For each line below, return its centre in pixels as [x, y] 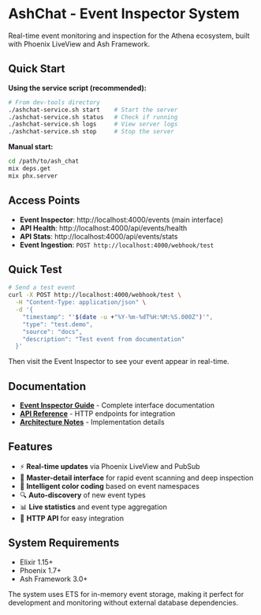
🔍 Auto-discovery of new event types [82, 495]
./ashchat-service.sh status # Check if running [93, 117]
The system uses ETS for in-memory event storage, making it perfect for [126, 594]
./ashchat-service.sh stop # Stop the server [91, 132]
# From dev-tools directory [54, 102]
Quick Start [37, 69]
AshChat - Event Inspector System [124, 14]
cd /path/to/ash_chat [44, 161]
